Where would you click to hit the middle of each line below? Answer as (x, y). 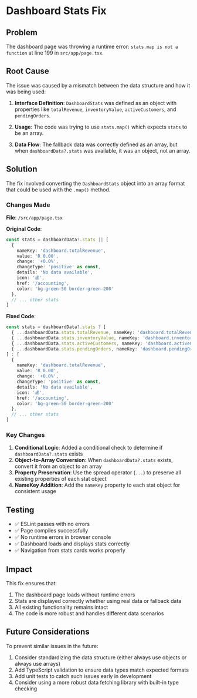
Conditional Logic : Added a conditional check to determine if (89, 448)
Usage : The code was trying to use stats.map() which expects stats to (101, 127)
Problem (22, 33)
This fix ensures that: (32, 583)
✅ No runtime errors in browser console (63, 537)
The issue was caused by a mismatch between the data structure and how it (98, 85)
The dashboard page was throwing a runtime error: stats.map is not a (92, 46)
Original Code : (24, 229)
